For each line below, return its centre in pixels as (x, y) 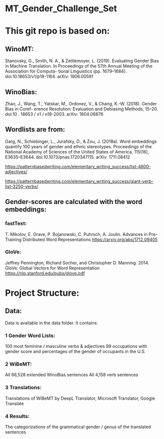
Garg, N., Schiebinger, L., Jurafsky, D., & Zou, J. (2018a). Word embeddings (81, 141)
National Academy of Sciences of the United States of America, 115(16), (77, 152)
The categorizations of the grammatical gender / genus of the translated (78, 427)
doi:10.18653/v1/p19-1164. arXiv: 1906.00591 (49, 77)
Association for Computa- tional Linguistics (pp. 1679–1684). (66, 71)
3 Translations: (23, 387)
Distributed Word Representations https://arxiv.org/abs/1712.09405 (90, 239)
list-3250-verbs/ (22, 186)
